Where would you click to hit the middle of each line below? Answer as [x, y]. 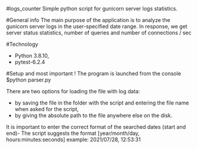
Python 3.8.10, [32, 56]
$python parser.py [29, 80]
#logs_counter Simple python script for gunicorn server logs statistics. [92, 9]
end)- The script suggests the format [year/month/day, [73, 133]
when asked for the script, [46, 109]
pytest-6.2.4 [30, 62]
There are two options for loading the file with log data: [73, 91]
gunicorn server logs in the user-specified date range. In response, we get [97, 26]
